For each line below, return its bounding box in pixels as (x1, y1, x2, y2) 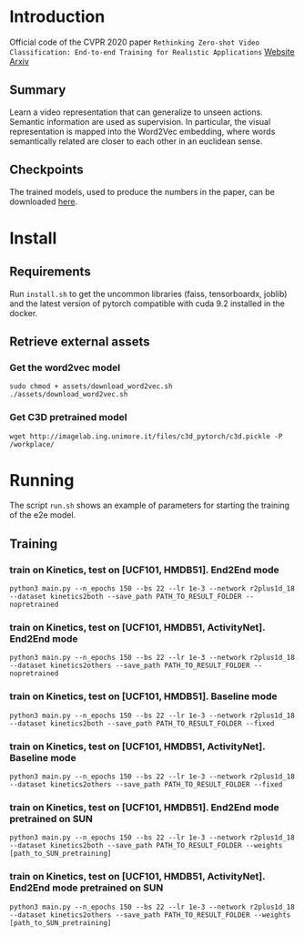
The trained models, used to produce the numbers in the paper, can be (9, 186, 275, 197)
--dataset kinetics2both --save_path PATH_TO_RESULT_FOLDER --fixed (9, 718, 275, 728)
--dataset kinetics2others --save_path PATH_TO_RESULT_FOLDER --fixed (9, 780, 283, 789)
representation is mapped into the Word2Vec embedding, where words (9, 126, 276, 137)
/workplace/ (9, 439, 55, 448)
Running (9, 469, 75, 490)
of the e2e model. (9, 510, 76, 520)
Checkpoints (9, 162, 84, 178)
